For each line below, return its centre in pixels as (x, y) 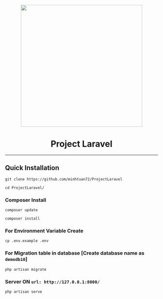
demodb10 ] (16, 259)
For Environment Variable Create (44, 231)
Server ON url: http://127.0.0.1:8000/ (53, 281)
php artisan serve (24, 292)
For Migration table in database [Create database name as (75, 253)
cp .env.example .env (27, 241)
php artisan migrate (26, 269)
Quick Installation (32, 168)
